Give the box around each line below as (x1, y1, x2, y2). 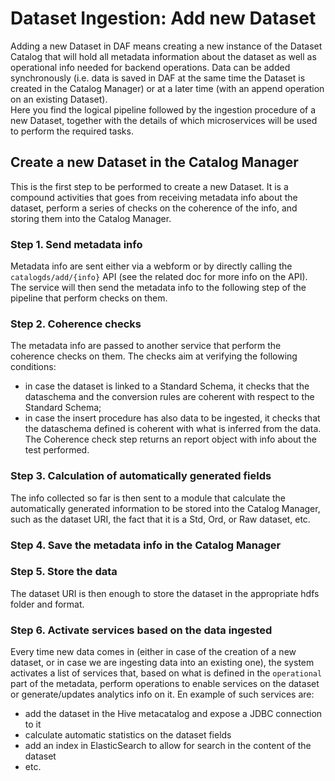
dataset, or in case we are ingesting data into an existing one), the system (10, 657, 315, 669)
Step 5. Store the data (10, 565, 118, 579)
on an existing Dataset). (10, 93, 108, 105)
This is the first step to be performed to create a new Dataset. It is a (10, 180, 289, 192)
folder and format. (10, 598, 85, 610)
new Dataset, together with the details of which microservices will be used (10, 114, 318, 126)
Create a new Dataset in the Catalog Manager (10, 154, 299, 171)
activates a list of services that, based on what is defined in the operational (10, 667, 323, 679)
